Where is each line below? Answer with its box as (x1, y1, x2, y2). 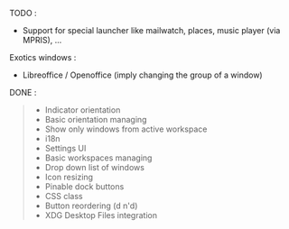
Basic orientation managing (44, 114, 147, 124)
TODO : (9, 8, 38, 18)
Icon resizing (44, 171, 93, 182)
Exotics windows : (9, 52, 77, 62)
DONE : (9, 87, 37, 97)
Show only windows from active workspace (44, 124, 208, 134)
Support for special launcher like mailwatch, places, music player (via (22, 25, 281, 35)
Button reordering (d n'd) (44, 200, 138, 211)
